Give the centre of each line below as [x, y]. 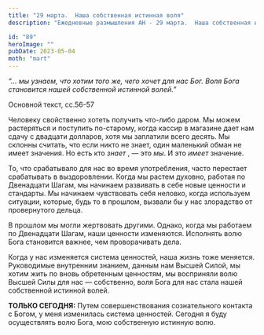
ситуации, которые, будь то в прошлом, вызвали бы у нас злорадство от [130, 202]
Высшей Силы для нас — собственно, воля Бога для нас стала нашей [125, 282]
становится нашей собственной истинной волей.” [92, 89]
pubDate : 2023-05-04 [42, 52]
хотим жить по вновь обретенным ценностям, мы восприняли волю [123, 274]
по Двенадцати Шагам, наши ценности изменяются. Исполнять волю [125, 233]
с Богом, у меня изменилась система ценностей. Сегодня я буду [118, 314]
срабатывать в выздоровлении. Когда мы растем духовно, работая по [127, 177]
